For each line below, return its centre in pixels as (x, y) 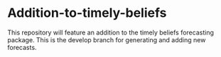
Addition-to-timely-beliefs (87, 13)
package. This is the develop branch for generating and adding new (107, 39)
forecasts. (22, 47)
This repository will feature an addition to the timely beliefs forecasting (111, 32)
